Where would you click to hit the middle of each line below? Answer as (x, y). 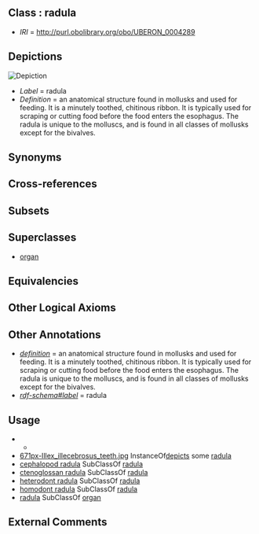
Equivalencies (43, 281)
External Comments (58, 522)
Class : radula (42, 13)
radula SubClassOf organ (60, 498)
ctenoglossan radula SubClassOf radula (84, 473)
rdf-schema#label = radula (63, 396)
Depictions (35, 57)
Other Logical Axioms (62, 308)
